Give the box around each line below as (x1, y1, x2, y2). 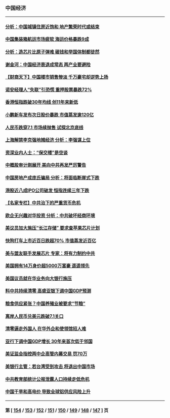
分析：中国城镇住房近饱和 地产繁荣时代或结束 (5, 23, 100, 29)
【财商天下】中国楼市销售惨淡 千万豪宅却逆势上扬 (5, 74, 109, 80)
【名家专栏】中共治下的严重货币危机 (5, 200, 81, 206)
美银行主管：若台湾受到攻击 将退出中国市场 (5, 363, 95, 369)
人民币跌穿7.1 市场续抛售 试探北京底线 (5, 124, 83, 130)
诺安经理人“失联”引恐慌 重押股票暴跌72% (5, 86, 92, 93)
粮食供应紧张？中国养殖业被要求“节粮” (5, 300, 86, 306)
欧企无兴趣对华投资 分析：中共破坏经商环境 (5, 212, 95, 218)
